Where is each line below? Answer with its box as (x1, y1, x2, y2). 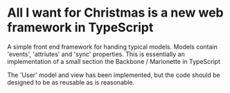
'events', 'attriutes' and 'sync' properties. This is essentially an (7, 50, 185, 58)
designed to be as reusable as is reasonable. (7, 78, 135, 86)
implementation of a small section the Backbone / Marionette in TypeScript (7, 57, 220, 65)
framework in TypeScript (7, 19, 154, 35)
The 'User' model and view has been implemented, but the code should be (7, 71, 220, 79)
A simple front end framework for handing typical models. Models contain (7, 42, 218, 51)
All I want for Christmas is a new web (7, 5, 224, 21)
